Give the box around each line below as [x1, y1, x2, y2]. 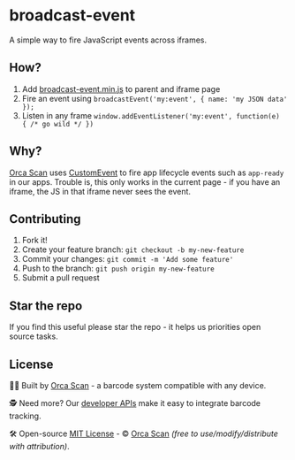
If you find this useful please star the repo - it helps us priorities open [9, 322, 261, 333]
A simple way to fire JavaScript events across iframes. [9, 34, 208, 45]
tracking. [9, 410, 42, 421]
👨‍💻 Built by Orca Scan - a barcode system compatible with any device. [9, 380, 267, 390]
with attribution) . [9, 441, 70, 451]
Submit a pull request [21, 272, 100, 283]
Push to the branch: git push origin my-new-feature [21, 263, 215, 274]
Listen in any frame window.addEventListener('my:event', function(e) [21, 110, 280, 120]
